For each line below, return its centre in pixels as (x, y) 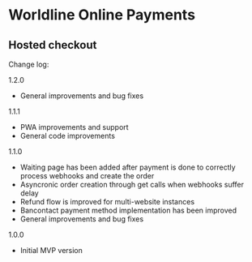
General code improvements (68, 136)
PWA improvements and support (74, 127)
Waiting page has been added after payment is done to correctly (128, 167)
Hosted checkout (53, 45)
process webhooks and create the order (87, 176)
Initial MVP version (51, 250)
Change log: (29, 64)
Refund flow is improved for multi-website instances (107, 202)
